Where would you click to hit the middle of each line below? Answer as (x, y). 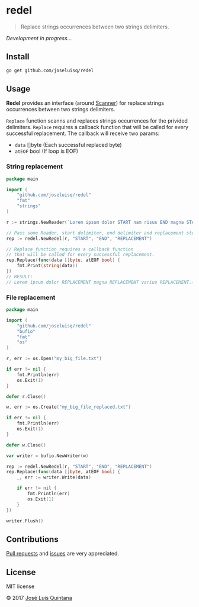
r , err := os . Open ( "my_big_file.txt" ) (54, 359)
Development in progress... (39, 38)
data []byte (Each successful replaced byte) (68, 145)
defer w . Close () (26, 445)
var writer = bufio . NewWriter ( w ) (47, 456)
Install (18, 57)
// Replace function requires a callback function (70, 249)
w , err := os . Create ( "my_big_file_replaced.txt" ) (69, 407)
